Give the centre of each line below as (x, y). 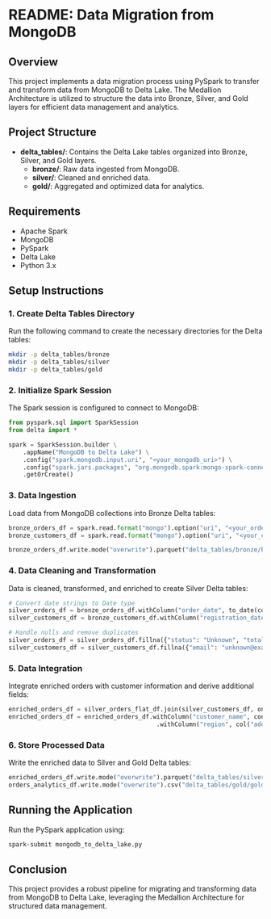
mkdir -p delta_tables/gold (56, 370)
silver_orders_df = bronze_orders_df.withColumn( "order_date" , (117, 611)
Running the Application (71, 810)
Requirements (44, 212)
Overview (33, 62)
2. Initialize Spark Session (60, 390)
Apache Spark (44, 231)
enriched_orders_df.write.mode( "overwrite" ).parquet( (101, 778)
